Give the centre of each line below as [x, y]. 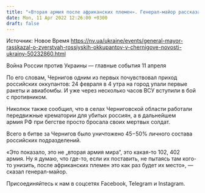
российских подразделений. [44, 140]
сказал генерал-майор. [37, 172]
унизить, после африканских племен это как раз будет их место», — [103, 165]
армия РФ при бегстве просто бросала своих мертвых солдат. [88, 122]
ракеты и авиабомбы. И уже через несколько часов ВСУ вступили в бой [101, 91]
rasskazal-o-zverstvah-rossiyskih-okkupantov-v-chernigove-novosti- [94, 47]
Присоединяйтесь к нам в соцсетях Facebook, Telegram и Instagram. [96, 184]
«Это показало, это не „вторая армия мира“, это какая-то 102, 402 [93, 152]
